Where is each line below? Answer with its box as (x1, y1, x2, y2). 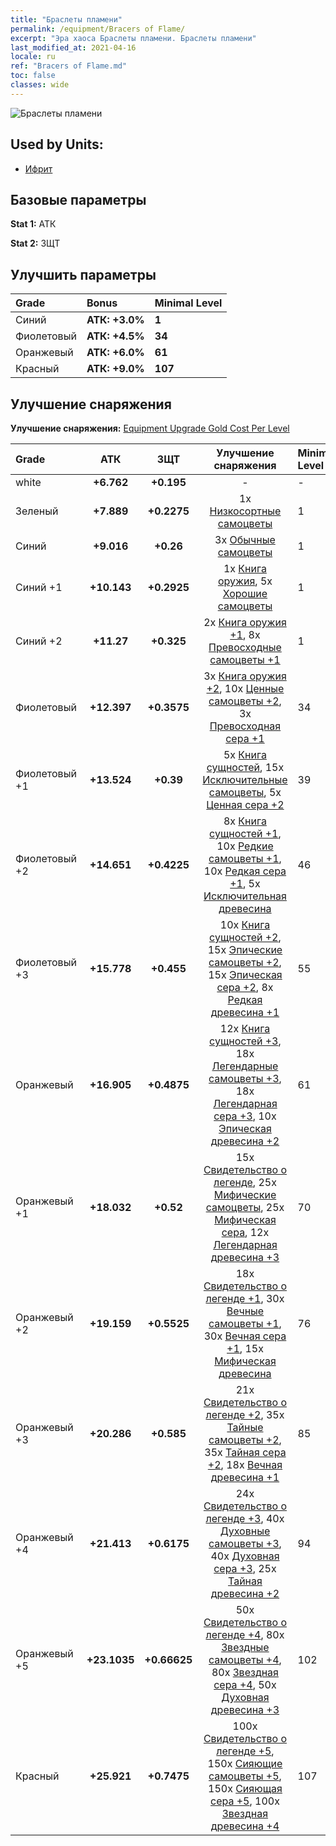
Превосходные (208, 641, 282, 654)
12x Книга (219, 1022, 271, 1035)
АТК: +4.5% (86, 329, 145, 343)
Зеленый (15, 504, 59, 518)
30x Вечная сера (203, 1329, 287, 1343)
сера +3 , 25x (213, 1562, 277, 1575)
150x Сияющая (208, 1782, 283, 1795)
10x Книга (219, 918, 271, 931)
